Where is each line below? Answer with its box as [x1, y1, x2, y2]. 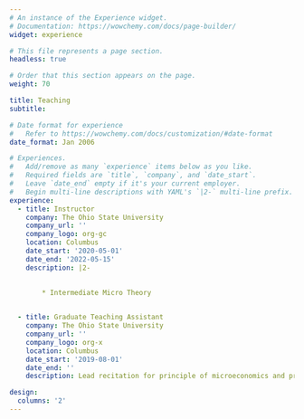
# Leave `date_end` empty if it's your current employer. [9, 179, 242, 188]
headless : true [9, 55, 67, 64]
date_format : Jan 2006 [9, 138, 95, 147]
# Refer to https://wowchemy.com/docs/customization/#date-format [9, 129, 273, 138]
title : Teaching [9, 96, 71, 105]
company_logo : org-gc [25, 230, 107, 239]
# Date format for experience [9, 120, 124, 129]
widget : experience [9, 30, 83, 39]
